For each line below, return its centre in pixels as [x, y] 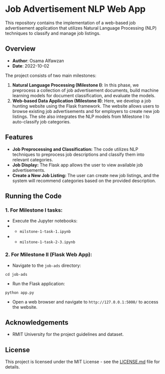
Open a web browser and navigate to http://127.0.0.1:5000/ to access [85, 301]
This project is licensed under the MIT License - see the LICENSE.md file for [82, 362]
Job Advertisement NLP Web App [75, 9]
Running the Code [33, 196]
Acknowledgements [37, 322]
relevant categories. [33, 159]
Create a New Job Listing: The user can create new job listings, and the [86, 175]
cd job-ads [16, 274]
